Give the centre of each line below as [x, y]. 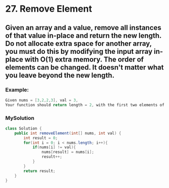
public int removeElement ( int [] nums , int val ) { [68, 133]
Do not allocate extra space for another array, [79, 43]
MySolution [20, 118]
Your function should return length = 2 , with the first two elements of [85, 105]
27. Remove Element [49, 9]
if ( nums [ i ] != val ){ [54, 147]
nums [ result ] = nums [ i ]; [68, 152]
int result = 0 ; [41, 138]
